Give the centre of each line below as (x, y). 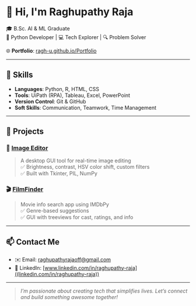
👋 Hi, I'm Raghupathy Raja (70, 12)
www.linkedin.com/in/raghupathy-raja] (91, 267)
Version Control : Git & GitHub (50, 101)
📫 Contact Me (33, 242)
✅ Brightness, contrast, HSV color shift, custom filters (85, 167)
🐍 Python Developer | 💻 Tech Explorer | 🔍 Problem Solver (76, 37)
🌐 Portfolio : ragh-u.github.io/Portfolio (51, 51)
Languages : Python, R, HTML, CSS (57, 89)
